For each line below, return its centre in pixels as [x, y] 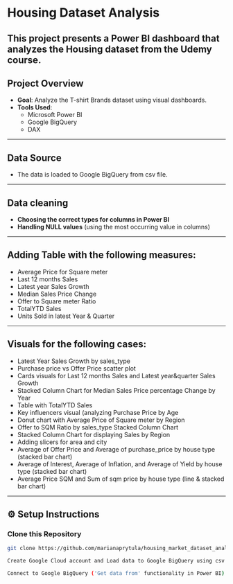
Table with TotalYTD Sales [55, 405]
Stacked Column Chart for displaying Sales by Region [94, 434]
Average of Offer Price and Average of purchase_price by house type [116, 449]
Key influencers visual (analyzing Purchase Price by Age [98, 412]
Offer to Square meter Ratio [57, 301]
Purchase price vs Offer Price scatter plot [77, 368]
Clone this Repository [44, 533]
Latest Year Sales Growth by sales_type [74, 361]
